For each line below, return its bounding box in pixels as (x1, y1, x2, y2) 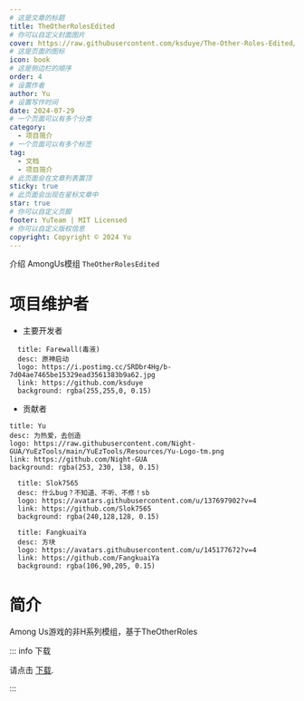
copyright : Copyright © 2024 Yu (9, 232, 131, 241)
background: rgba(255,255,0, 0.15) (17, 386, 152, 395)
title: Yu (9, 422, 47, 431)
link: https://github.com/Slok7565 (17, 504, 152, 513)
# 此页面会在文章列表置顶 (9, 173, 92, 182)
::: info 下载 (9, 646, 52, 657)
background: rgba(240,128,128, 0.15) (17, 512, 160, 521)
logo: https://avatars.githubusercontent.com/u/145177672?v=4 (17, 546, 257, 555)
